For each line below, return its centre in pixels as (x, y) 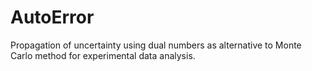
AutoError (52, 17)
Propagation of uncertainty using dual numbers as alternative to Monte (156, 45)
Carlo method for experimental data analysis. (103, 55)
